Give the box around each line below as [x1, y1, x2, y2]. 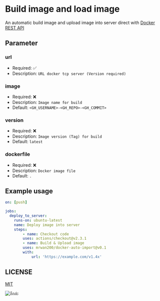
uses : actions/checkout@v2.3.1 [23, 236, 87, 241]
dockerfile [5, 151, 30, 158]
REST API [5, 25, 25, 30]
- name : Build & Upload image [23, 241, 84, 246]
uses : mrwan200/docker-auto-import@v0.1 [23, 245, 107, 251]
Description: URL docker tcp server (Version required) [12, 70, 126, 76]
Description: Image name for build [12, 99, 82, 105]
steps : [14, 227, 27, 232]
